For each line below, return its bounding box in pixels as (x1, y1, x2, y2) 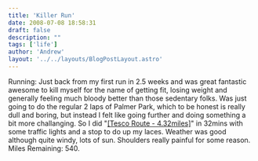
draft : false (8, 26, 51, 34)
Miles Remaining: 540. (8, 143, 80, 153)
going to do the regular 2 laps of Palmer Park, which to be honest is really (8, 101, 245, 111)
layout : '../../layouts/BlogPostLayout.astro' (8, 56, 163, 64)
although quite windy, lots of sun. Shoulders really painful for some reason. (8, 135, 251, 145)
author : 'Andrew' (8, 48, 65, 56)
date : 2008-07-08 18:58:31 (8, 19, 96, 27)
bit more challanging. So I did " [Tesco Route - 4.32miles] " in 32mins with (8, 119, 243, 128)
